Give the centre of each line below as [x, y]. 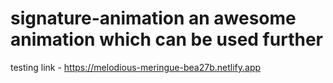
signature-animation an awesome [153, 18]
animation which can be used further [166, 39]
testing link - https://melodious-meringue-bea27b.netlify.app [136, 67]
